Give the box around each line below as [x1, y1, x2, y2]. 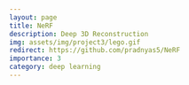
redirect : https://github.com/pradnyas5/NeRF [9, 46, 180, 55]
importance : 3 [9, 54, 62, 63]
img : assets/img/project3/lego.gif [9, 37, 141, 47]
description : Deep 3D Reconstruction [9, 29, 149, 38]
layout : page [9, 12, 58, 22]
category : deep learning [9, 63, 101, 72]
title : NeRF [9, 21, 53, 30]
